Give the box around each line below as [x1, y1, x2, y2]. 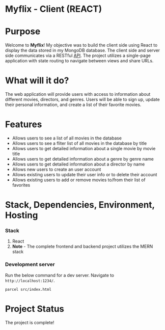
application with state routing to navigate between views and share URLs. [5, 58, 154, 64]
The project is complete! [5, 319, 55, 325]
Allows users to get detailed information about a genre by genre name [12, 156, 154, 162]
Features [5, 119, 42, 130]
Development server [5, 261, 55, 268]
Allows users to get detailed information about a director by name [12, 161, 145, 167]
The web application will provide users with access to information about [5, 91, 151, 97]
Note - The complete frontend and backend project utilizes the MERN [12, 244, 153, 249]
